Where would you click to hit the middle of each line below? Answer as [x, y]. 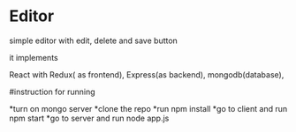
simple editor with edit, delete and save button [94, 40]
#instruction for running [52, 92]
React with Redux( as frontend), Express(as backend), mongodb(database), [147, 74]
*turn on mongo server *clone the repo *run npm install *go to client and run [148, 108]
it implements [34, 57]
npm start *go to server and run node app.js [89, 118]
